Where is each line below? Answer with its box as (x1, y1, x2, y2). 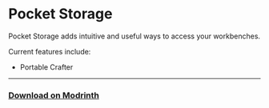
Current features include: (8, 46, 91, 56)
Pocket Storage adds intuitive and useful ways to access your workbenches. (8, 31, 261, 41)
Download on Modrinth (8, 90, 100, 101)
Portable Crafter (19, 62, 74, 72)
